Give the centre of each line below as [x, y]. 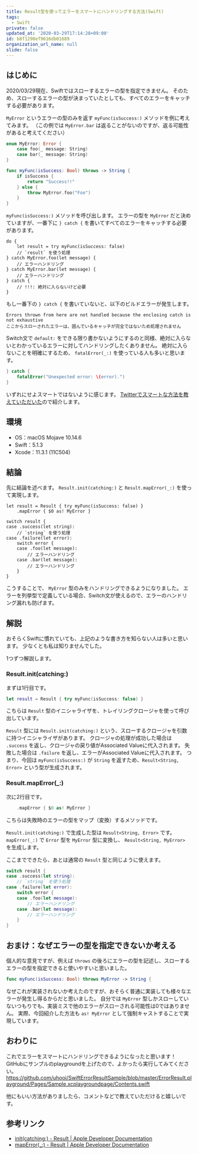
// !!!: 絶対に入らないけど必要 [52, 287]
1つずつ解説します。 [30, 659]
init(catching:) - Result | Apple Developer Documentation [83, 1138]
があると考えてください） [37, 133]
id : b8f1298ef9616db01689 [38, 39]
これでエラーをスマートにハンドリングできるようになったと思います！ [91, 1056]
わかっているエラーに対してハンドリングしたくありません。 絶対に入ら [102, 346]
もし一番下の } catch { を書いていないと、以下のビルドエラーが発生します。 [99, 304]
